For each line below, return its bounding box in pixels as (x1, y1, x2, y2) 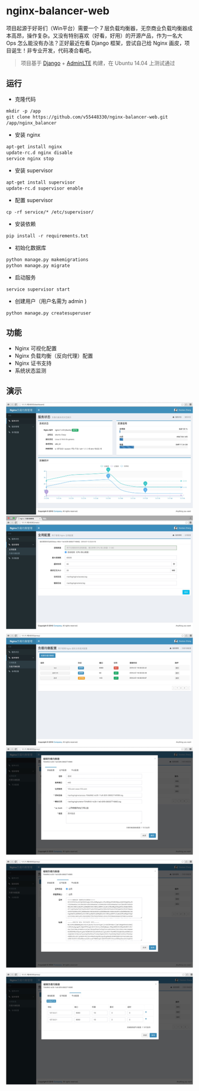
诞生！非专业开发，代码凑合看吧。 (11, 46, 95, 54)
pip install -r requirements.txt (6, 233, 89, 239)
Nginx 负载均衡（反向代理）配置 (14, 352, 94, 359)
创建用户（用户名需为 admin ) (14, 297, 87, 304)
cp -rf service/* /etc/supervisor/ (6, 209, 94, 215)
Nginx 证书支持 (14, 360, 52, 367)
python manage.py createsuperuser (6, 310, 92, 316)
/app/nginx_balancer (6, 120, 57, 126)
